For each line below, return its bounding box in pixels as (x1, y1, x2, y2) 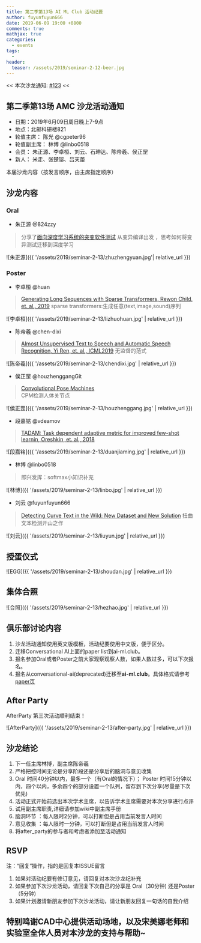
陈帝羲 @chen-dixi (14, 328, 61, 335)
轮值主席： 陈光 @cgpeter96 (14, 133, 86, 141)
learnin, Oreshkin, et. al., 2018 (20, 436, 95, 443)
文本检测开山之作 (20, 520, 64, 527)
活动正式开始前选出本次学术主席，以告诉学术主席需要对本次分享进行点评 (14, 798, 194, 805)
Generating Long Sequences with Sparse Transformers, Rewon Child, (20, 296, 193, 303)
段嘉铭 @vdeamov (14, 417, 61, 425)
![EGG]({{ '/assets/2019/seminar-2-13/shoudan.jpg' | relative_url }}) (6, 568, 172, 575)
